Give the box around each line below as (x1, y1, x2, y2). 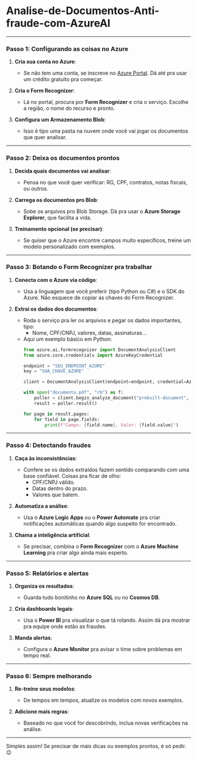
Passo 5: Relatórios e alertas (6, 569, 89, 577)
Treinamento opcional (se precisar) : (14, 225, 104, 233)
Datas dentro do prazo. (32, 484, 88, 491)
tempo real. (23, 652, 51, 659)
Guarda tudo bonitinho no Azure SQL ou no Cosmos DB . (23, 594, 160, 601)
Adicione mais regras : (14, 708, 69, 715)
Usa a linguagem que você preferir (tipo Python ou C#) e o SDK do (23, 288, 185, 295)
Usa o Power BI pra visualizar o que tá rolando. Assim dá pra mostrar (23, 617, 191, 624)
